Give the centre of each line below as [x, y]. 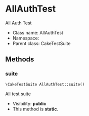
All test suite [18, 94]
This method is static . [35, 109]
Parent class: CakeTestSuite [41, 43]
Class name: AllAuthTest [38, 32]
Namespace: [26, 38]
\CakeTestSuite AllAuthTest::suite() [45, 84]
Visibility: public [29, 103]
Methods [20, 60]
